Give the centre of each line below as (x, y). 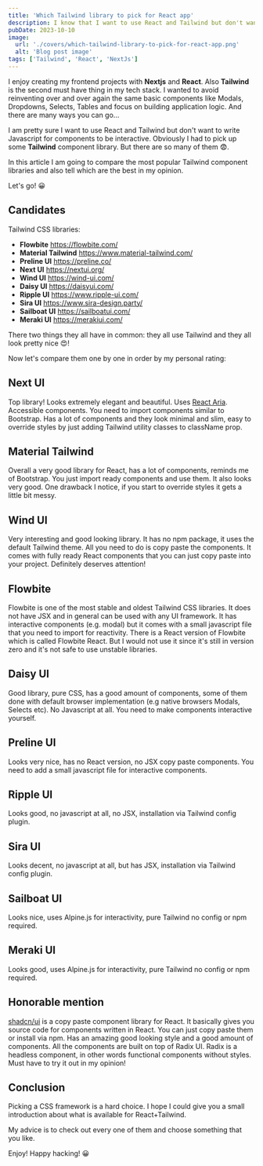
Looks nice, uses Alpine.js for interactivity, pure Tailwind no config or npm (128, 917)
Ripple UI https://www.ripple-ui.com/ (79, 294)
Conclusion (37, 1088)
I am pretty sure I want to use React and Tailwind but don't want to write (124, 130)
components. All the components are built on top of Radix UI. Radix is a (122, 1046)
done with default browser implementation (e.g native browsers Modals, (124, 701)
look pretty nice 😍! (39, 343)
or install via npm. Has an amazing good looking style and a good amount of (131, 1038)
